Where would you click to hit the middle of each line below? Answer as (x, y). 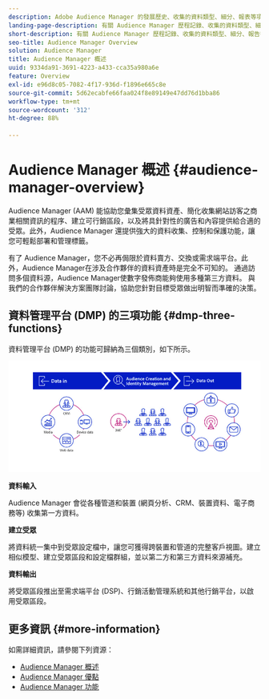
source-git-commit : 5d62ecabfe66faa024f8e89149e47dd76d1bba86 (114, 93)
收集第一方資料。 (55, 513)
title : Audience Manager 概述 (57, 59)
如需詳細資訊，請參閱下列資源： (61, 650)
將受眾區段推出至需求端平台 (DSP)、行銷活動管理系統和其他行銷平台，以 (128, 591)
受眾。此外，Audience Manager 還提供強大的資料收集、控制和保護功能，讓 (132, 230)
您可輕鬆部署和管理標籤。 (50, 240)
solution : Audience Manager (55, 51)
